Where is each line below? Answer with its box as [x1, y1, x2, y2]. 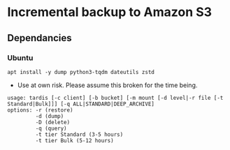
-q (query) [35, 125, 68, 132]
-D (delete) [35, 119, 71, 126]
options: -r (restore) [7, 106, 73, 114]
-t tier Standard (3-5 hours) [35, 130, 124, 138]
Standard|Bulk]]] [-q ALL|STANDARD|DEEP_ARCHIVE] [7, 100, 155, 107]
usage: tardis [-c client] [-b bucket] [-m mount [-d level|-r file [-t [7, 94, 224, 101]
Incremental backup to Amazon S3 [7, 4, 212, 20]
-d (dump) [35, 112, 64, 119]
